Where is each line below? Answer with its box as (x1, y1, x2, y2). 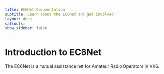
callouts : (5, 21, 26, 26)
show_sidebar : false (5, 26, 48, 31)
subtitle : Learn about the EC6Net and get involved (5, 12, 114, 17)
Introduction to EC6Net (5, 47, 102, 58)
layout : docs (5, 16, 32, 21)
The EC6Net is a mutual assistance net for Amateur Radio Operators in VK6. (5, 63, 160, 69)
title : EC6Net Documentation (5, 7, 65, 12)
